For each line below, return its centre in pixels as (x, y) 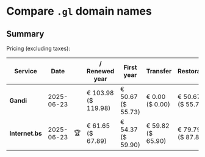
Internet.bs (26, 133)
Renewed (100, 71)
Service (26, 71)
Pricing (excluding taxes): (38, 48)
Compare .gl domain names (79, 11)
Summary (25, 34)
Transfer (159, 71)
